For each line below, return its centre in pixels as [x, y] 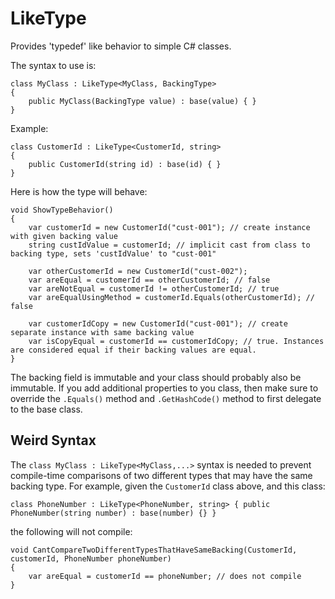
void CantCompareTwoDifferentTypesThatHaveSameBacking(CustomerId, [154, 550]
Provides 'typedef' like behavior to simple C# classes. [121, 46]
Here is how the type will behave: [79, 191]
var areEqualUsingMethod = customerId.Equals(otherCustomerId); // [171, 297]
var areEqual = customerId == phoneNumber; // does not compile [165, 576]
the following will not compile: [71, 531]
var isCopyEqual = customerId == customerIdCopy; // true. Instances [176, 341]
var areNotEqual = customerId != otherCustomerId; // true [154, 288]
